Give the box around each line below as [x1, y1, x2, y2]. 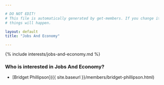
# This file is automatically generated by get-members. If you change [5, 16, 154, 21]
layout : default [5, 29, 38, 34]
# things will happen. [5, 20, 51, 25]
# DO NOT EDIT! [5, 11, 36, 16]
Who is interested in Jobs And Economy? [5, 64, 105, 70]
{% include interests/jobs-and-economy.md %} [5, 51, 101, 57]
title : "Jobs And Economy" [5, 34, 60, 39]
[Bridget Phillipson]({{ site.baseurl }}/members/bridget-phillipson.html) [12, 74, 155, 80]
